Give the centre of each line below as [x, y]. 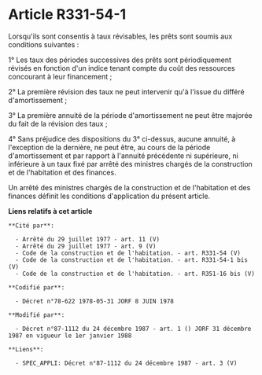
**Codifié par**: [37, 287]
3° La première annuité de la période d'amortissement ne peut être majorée [131, 115]
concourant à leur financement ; [60, 76]
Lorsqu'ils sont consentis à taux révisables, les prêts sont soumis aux [120, 36]
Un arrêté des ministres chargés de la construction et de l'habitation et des [129, 187]
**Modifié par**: [37, 315]
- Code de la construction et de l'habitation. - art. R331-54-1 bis [131, 260]
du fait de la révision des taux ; [58, 123]
